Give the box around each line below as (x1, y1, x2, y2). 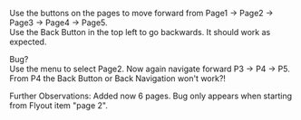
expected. (9, 36, 47, 47)
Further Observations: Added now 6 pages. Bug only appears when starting (9, 90, 293, 101)
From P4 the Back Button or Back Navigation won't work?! (9, 73, 227, 84)
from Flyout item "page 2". (9, 100, 109, 111)
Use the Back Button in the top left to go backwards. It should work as (9, 27, 271, 37)
